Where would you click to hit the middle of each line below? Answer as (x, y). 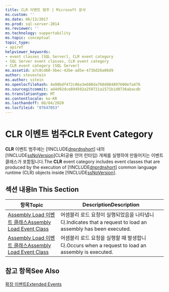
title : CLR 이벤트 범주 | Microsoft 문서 (46, 10)
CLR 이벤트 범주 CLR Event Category (79, 134)
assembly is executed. (87, 252)
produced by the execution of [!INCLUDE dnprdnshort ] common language (81, 167)
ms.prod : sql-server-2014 (32, 24)
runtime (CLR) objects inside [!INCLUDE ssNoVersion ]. (61, 172)
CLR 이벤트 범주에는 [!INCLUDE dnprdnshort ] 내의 (55, 149)
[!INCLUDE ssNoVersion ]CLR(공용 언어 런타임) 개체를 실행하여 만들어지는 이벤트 (84, 155)
